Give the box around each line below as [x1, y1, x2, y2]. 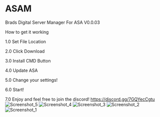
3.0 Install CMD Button [5, 58, 51, 63]
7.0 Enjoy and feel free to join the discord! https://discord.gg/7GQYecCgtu [5, 96, 155, 102]
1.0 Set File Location [5, 38, 46, 45]
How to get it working [5, 29, 49, 35]
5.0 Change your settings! [5, 77, 58, 83]
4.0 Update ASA [5, 67, 38, 73]
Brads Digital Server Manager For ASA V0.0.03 [5, 19, 100, 25]
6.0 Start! [5, 86, 24, 92]
